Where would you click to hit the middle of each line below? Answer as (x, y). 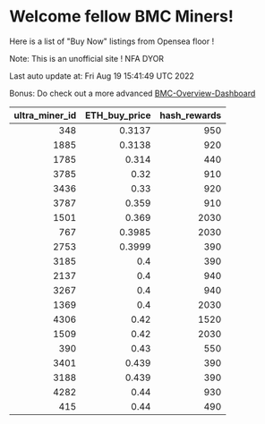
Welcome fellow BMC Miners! (122, 17)
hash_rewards (191, 115)
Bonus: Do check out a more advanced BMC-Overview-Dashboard (132, 93)
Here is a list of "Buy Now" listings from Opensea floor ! (112, 41)
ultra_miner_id (45, 115)
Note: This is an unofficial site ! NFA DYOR (86, 58)
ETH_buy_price (118, 115)
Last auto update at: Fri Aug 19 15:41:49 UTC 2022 (102, 76)
